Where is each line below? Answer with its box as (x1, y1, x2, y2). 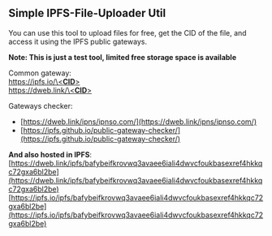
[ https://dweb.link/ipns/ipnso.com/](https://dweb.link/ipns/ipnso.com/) (19, 117, 257, 127)
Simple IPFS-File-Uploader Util (8, 6, 166, 20)
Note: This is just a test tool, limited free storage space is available (8, 52, 237, 62)
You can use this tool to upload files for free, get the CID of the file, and (8, 28, 247, 37)
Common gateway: (8, 68, 71, 78)
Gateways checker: (8, 101, 73, 110)
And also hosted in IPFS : (8, 149, 92, 159)
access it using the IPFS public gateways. (8, 36, 148, 46)
